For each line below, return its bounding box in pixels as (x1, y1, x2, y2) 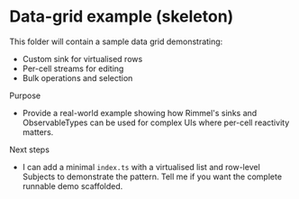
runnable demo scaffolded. (22, 180, 123, 191)
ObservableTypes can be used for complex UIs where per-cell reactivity (22, 117, 290, 128)
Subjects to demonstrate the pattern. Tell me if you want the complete (22, 171, 282, 182)
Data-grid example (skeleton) (9, 6, 234, 27)
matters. (22, 126, 54, 137)
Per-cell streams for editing (22, 63, 124, 74)
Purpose (9, 90, 41, 101)
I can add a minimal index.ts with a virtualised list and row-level (22, 161, 261, 172)
